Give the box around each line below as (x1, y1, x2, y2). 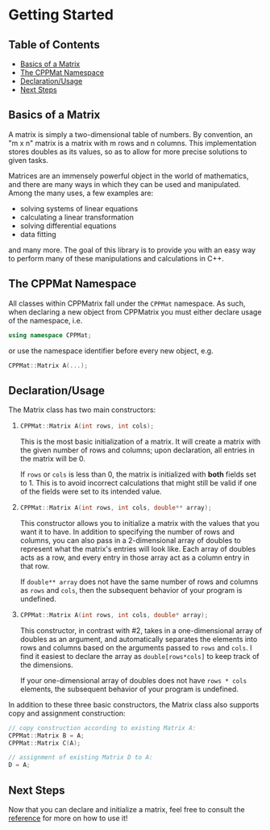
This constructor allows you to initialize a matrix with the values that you (19, 518, 260, 528)
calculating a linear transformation (19, 212, 135, 222)
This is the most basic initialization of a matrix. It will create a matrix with (19, 437, 260, 447)
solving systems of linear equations (19, 203, 139, 213)
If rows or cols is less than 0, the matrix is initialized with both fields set (19, 469, 256, 479)
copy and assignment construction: (8, 708, 127, 718)
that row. (19, 561, 50, 570)
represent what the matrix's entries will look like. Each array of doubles (19, 544, 256, 553)
